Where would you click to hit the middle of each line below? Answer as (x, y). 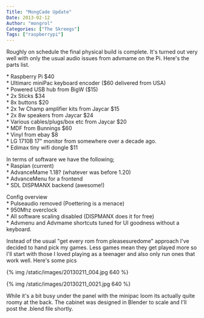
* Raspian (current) (30, 166)
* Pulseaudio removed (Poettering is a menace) (66, 204)
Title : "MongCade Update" (39, 12)
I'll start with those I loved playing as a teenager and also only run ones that (101, 254)
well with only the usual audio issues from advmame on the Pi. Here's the (98, 58)
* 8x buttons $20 (28, 102)
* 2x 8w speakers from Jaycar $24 (50, 116)
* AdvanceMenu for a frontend (45, 179)
